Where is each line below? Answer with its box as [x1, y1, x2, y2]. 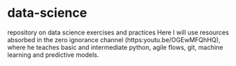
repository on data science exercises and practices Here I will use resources [7, 28, 229, 37]
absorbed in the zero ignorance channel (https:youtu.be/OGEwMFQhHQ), [7, 35, 221, 44]
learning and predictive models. [7, 51, 99, 59]
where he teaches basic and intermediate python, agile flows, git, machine [7, 43, 223, 51]
